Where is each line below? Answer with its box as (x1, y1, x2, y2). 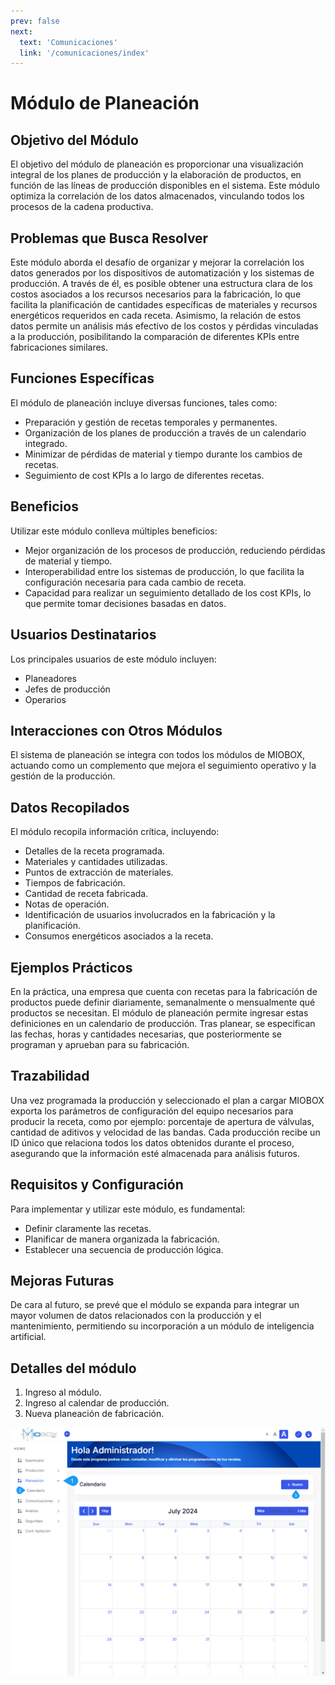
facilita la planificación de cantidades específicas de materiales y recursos (10, 299, 318, 311)
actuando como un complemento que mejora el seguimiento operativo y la (10, 760, 317, 772)
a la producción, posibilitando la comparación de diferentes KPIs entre (10, 331, 300, 343)
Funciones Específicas (10, 370, 155, 387)
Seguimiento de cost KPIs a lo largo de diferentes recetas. (24, 469, 265, 481)
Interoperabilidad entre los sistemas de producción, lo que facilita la (24, 565, 305, 577)
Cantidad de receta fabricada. (24, 888, 149, 900)
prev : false (10, 16, 60, 26)
